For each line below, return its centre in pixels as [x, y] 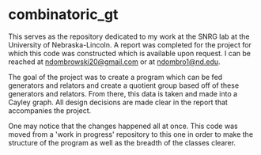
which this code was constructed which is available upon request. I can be [130, 53]
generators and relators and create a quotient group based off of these [124, 85]
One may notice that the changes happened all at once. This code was [123, 126]
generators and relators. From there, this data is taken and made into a [123, 93]
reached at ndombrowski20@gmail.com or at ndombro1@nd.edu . [114, 62]
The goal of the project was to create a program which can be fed [115, 77]
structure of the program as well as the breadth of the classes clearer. [122, 142]
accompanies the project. [50, 110]
